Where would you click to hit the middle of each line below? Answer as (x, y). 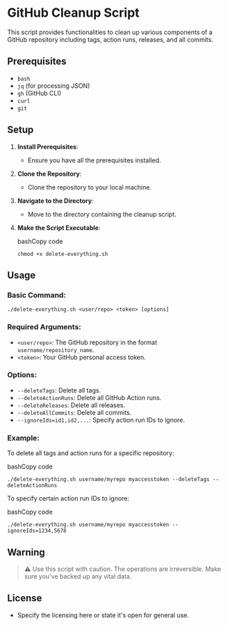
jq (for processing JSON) (54, 86)
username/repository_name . (56, 349)
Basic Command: (36, 295)
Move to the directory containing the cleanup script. (102, 214)
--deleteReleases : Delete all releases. (71, 405)
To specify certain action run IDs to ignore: (68, 498)
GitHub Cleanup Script (74, 13)
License (25, 598)
